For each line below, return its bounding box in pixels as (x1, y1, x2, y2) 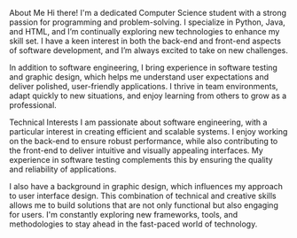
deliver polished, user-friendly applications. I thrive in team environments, (9, 81, 278, 91)
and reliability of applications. (9, 164, 117, 174)
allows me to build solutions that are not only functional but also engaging (9, 200, 279, 211)
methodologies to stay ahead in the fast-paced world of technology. (9, 219, 258, 229)
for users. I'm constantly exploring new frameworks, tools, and (9, 210, 238, 219)
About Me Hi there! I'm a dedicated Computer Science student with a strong (9, 8, 286, 18)
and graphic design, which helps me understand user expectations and (9, 72, 269, 82)
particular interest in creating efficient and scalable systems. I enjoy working (9, 127, 288, 136)
